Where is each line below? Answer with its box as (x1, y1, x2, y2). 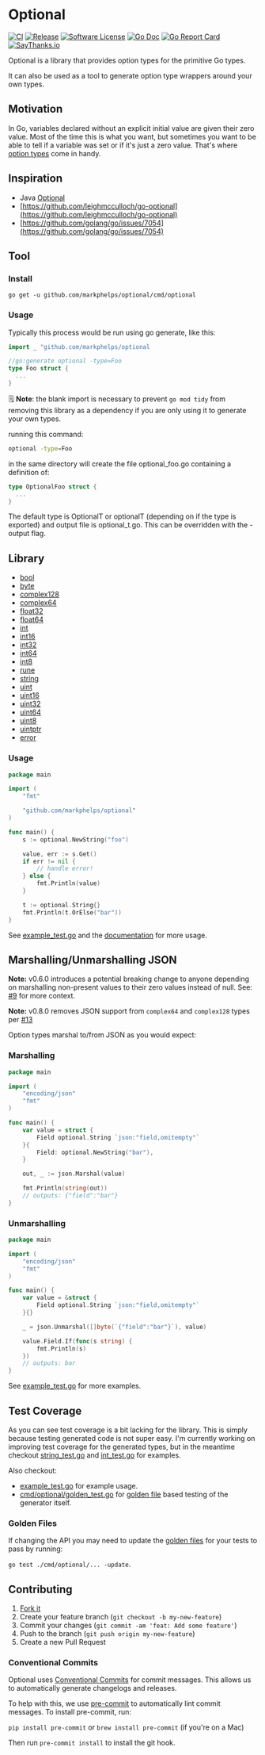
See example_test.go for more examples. (8, 1381, 142, 1391)
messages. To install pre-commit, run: (8, 1707, 132, 1717)
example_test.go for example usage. (19, 1481, 138, 1490)
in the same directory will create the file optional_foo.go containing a (8, 458, 232, 469)
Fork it (19, 1604, 41, 1613)
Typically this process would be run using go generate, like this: (8, 328, 216, 337)
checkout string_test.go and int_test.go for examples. (8, 1450, 181, 1460)
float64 (19, 615, 44, 624)
